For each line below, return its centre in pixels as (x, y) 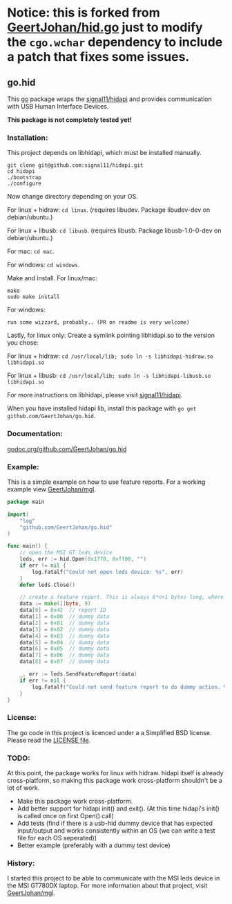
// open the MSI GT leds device (66, 553)
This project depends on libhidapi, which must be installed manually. (104, 153)
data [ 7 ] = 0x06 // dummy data (65, 656)
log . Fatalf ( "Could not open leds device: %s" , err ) (108, 572)
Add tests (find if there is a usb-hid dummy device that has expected (115, 823)
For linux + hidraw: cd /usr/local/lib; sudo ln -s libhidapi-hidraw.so (110, 356)
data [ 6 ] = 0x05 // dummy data (65, 649)
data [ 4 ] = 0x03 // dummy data (65, 636)
